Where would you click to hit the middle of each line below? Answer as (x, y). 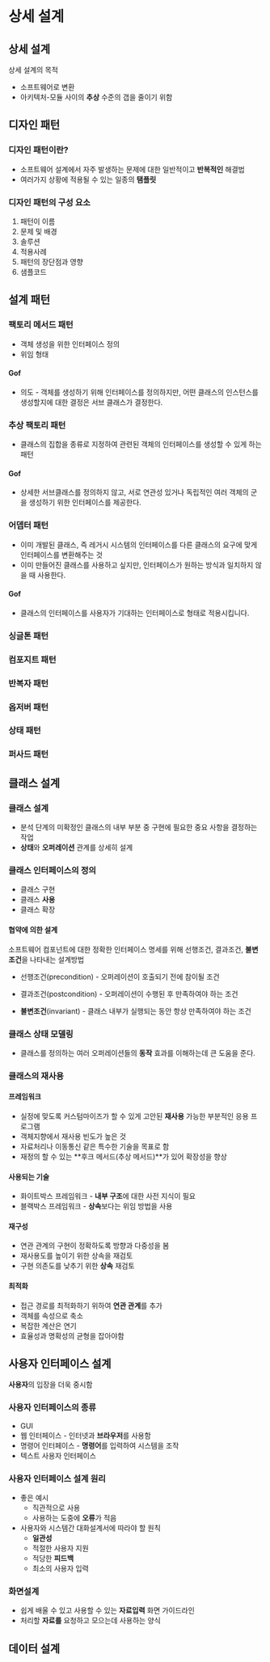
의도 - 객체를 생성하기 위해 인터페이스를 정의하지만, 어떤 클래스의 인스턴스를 (139, 392)
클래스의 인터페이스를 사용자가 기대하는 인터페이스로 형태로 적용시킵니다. (135, 613)
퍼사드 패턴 (29, 754)
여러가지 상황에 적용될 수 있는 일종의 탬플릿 (88, 179)
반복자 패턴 (29, 683)
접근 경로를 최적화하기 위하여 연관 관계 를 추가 (91, 1306)
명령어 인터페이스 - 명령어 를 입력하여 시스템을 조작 (99, 1445)
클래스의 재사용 (36, 1076)
